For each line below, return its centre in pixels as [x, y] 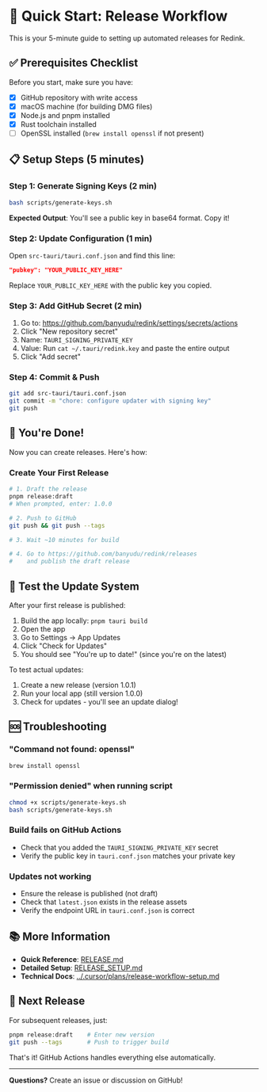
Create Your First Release [59, 472]
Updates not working [50, 876]
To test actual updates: [46, 670]
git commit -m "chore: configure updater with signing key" [111, 401]
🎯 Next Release [47, 1001]
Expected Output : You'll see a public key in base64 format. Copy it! [119, 218]
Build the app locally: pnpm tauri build [84, 620]
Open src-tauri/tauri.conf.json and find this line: [92, 255]
